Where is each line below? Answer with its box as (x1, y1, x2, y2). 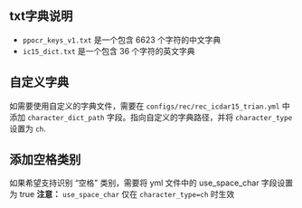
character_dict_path (26, 113, 105, 122)
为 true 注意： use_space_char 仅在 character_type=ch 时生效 (9, 189, 235, 200)
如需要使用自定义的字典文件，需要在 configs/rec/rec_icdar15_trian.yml (9, 100, 280, 111)
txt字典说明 (9, 8, 73, 24)
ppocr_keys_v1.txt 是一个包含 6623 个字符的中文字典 (22, 34, 222, 45)
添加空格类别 (9, 152, 81, 167)
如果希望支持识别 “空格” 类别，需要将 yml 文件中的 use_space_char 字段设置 (9, 177, 294, 188)
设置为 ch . (9, 123, 47, 134)
